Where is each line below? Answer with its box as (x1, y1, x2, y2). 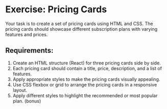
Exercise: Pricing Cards (5, 4, 107, 15)
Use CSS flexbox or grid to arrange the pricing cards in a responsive (12, 81, 157, 88)
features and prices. (5, 31, 48, 37)
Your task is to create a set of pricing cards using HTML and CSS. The (5, 20, 154, 27)
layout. (12, 87, 27, 93)
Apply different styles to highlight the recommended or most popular (12, 92, 158, 98)
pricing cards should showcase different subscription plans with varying (5, 26, 158, 32)
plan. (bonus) (12, 98, 41, 104)
